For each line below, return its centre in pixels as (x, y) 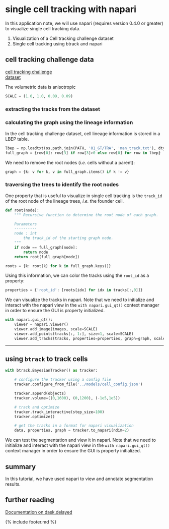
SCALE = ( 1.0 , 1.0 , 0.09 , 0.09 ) (39, 96)
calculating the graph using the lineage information (69, 123)
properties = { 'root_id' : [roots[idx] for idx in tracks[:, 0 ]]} (74, 290)
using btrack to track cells (47, 359)
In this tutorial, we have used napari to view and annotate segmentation (79, 479)
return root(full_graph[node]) (47, 257)
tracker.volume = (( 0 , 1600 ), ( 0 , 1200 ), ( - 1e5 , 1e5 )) (67, 398)
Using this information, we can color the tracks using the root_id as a (77, 275)
